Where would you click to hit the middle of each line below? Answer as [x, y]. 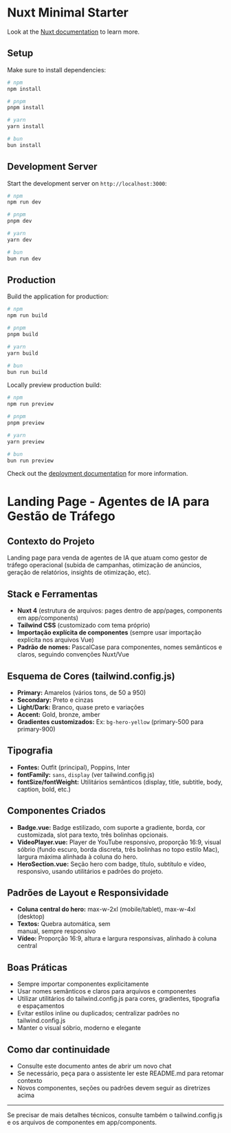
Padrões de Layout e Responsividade [88, 893]
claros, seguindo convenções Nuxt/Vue [73, 654]
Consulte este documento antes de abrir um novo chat [94, 1066]
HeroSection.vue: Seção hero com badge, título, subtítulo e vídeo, [111, 863]
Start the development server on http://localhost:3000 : [87, 183]
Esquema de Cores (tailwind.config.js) [91, 676]
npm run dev [24, 202]
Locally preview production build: [54, 385]
